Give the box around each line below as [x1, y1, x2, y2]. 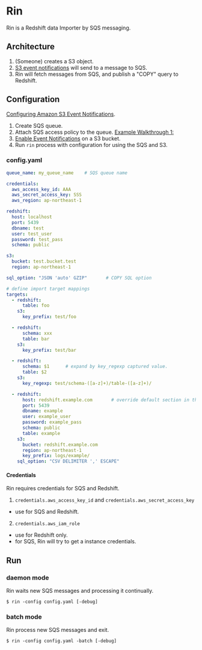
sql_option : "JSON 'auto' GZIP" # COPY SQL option [6, 275, 152, 281]
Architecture [6, 42, 55, 52]
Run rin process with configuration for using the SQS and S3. [14, 141, 168, 148]
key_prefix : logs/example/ [22, 453, 90, 459]
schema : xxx [22, 330, 52, 336]
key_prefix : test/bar [22, 347, 77, 353]
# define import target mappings [6, 286, 90, 292]
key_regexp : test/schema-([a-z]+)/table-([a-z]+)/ [22, 380, 152, 386]
